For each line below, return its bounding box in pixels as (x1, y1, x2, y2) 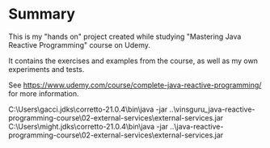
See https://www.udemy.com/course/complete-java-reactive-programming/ (8, 80, 262, 90)
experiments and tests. (8, 64, 85, 74)
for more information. (8, 88, 79, 98)
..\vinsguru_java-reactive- (169, 104, 255, 114)
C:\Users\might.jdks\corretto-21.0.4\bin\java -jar (8, 121, 168, 131)
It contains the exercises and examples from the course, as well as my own (8, 56, 259, 66)
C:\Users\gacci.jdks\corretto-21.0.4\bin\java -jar (8, 104, 168, 114)
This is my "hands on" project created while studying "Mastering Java (8, 32, 242, 41)
